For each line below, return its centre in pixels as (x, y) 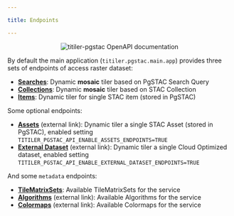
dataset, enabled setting (53, 154)
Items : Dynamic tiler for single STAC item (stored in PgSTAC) (107, 97)
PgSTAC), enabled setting (55, 131)
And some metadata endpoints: (52, 175)
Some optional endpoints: (45, 110)
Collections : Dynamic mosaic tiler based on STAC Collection (107, 89)
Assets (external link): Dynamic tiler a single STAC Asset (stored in (115, 124)
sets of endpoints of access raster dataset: (70, 67)
